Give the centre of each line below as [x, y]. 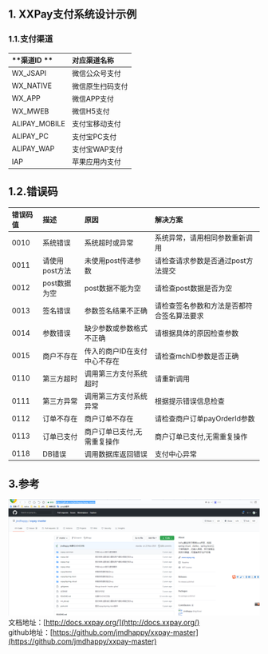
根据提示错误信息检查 [189, 401]
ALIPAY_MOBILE [38, 123]
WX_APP [26, 98]
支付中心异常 [175, 453]
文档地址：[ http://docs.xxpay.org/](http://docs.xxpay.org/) [104, 623]
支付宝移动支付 [96, 124]
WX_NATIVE [32, 86]
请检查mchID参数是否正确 [197, 356]
